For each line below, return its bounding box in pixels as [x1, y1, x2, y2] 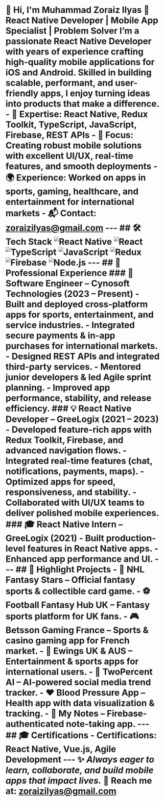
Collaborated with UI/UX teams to [5, 497, 145, 508]
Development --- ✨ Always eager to [5, 754, 155, 765]
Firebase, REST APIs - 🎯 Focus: [5, 129, 134, 141]
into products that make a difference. [5, 98, 160, 109]
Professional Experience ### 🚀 [5, 267, 134, 279]
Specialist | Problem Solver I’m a [5, 26, 140, 36]
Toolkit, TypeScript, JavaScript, [5, 119, 137, 130]
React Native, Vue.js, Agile [5, 744, 117, 755]
